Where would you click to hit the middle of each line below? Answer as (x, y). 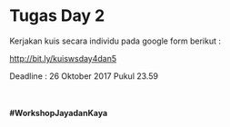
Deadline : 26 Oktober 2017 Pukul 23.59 (84, 76)
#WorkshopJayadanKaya (59, 112)
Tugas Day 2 (57, 16)
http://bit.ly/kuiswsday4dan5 (63, 58)
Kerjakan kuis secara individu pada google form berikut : (115, 41)
